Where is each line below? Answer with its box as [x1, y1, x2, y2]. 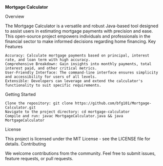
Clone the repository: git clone [5, 101, 73, 106]
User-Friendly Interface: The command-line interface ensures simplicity [5, 70, 159, 75]
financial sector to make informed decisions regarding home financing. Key [5, 38, 156, 44]
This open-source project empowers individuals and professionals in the [5, 34, 151, 39]
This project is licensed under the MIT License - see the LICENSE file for [5, 136, 150, 142]
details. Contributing [5, 141, 46, 147]
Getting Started [5, 92, 36, 97]
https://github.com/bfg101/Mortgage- [75, 101, 152, 106]
